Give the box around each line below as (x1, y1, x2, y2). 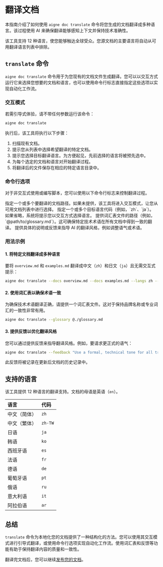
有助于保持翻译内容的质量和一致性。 (9, 546, 81, 552)
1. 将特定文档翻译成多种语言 (5, 251, 61, 257)
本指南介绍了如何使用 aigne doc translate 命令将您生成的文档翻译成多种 (5, 21, 151, 27)
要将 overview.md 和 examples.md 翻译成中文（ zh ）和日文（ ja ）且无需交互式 (5, 263, 156, 269)
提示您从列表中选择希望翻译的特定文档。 (12, 146, 93, 152)
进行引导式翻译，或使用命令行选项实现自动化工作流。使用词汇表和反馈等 (9, 540, 154, 546)
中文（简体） (7, 411, 37, 418)
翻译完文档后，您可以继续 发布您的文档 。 (5, 557, 86, 562)
